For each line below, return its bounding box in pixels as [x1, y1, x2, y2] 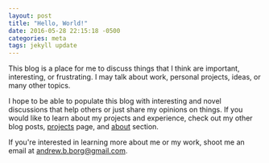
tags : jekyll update [8, 42, 78, 50]
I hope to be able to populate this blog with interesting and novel [8, 96, 221, 106]
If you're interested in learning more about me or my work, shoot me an [8, 137, 246, 147]
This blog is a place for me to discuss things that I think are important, [8, 63, 240, 73]
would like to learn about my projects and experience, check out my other [8, 113, 253, 123]
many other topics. [8, 81, 71, 91]
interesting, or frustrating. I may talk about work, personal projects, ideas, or [8, 72, 261, 82]
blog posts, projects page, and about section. [8, 122, 159, 132]
